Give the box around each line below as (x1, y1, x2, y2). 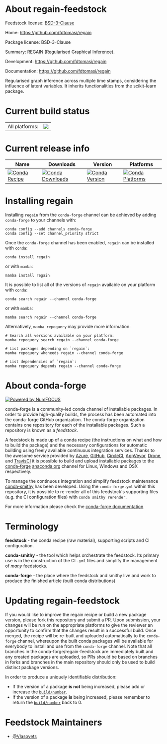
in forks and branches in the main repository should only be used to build (5, 659, 155, 665)
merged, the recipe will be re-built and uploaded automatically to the (5, 632, 146, 639)
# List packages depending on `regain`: (5, 346, 90, 351)
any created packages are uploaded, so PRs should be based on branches (5, 654, 158, 660)
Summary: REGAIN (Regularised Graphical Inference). (5, 49, 115, 55)
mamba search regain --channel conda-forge (5, 314, 97, 320)
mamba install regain (5, 273, 50, 278)
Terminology (5, 521, 59, 532)
